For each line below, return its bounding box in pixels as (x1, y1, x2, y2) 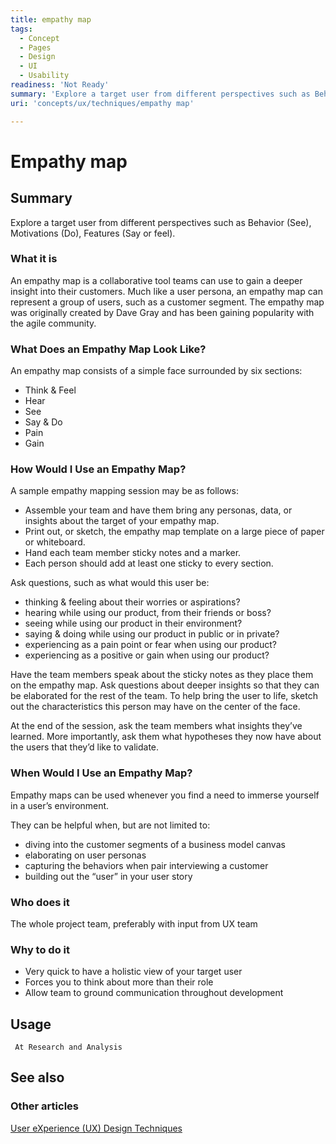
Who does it (10, 895, 70, 909)
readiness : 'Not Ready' (10, 80, 110, 90)
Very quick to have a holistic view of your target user (24, 966, 243, 978)
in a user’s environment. (10, 799, 110, 811)
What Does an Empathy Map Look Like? (10, 342, 207, 356)
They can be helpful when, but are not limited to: (10, 819, 211, 831)
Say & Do (24, 416, 63, 428)
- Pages (19, 42, 52, 53)
